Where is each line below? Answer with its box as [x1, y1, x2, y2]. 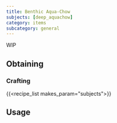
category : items [6, 20, 46, 26]
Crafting [6, 77, 31, 85]
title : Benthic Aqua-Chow [6, 8, 70, 15]
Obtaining [6, 59, 44, 69]
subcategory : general [6, 25, 60, 31]
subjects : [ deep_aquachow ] [6, 14, 73, 20]
